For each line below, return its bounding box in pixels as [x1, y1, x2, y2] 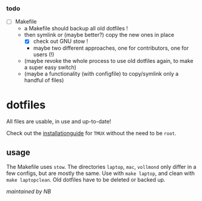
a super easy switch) [24, 64, 77, 71]
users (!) [33, 51, 55, 58]
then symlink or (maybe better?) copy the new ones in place [24, 31, 175, 39]
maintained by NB [6, 188, 52, 195]
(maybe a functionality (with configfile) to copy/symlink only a [24, 70, 179, 77]
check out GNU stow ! [33, 38, 89, 45]
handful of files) [24, 77, 64, 84]
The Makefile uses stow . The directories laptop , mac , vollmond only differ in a [6, 163, 197, 171]
